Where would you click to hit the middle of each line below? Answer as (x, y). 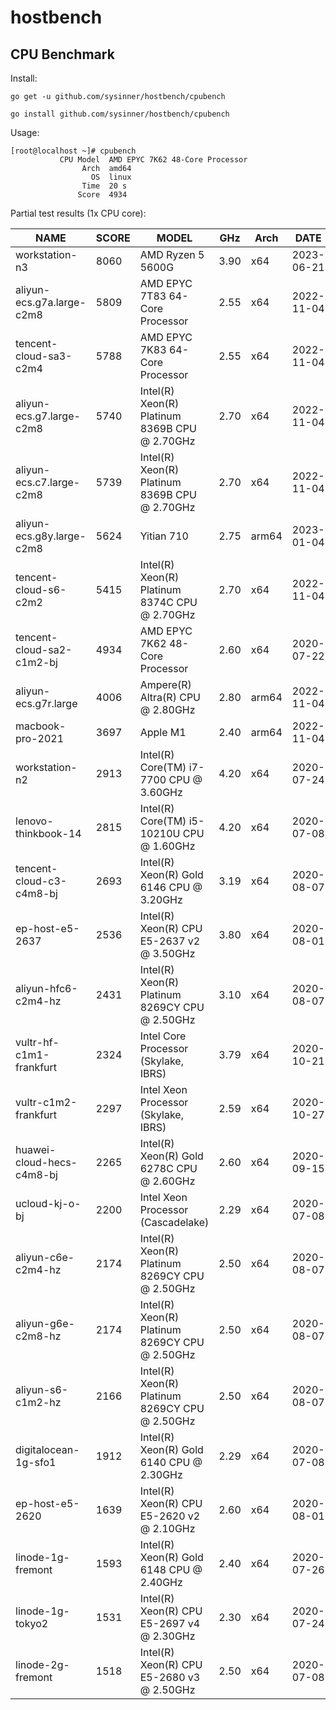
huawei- (36, 1149)
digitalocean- (47, 1449)
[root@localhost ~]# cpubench (73, 151)
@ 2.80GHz (167, 709)
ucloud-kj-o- (48, 1203)
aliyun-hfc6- (46, 988)
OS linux (111, 177)
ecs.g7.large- (48, 416)
